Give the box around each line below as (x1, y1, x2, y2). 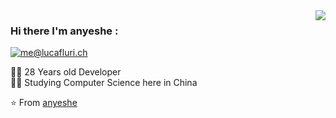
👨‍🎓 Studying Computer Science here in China (10, 77, 198, 89)
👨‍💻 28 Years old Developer (10, 66, 122, 78)
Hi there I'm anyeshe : (10, 24, 119, 38)
